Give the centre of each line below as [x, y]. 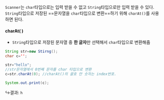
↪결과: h [14, 93]
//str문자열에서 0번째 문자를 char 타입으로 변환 [48, 69]
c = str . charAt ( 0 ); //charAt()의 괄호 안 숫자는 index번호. [61, 74]
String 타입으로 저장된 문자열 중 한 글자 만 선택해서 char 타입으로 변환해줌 [81, 42]
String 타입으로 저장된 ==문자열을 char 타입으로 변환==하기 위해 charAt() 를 [78, 13]
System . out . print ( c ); [27, 83]
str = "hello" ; [18, 65]
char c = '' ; [16, 56]
